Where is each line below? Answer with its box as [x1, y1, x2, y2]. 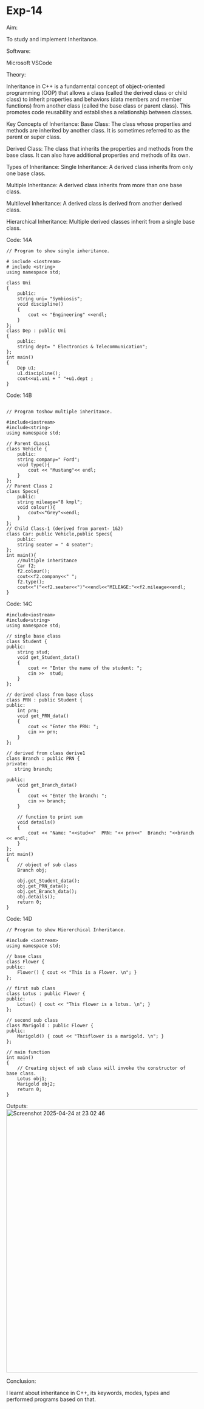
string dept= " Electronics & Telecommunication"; [17, 343, 148, 350]
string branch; [14, 766, 53, 772]
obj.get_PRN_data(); [17, 883, 69, 889]
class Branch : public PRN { [6, 755, 80, 762]
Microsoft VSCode [6, 59, 53, 66]
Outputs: [6, 1102, 29, 1109]
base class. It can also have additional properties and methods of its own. [6, 151, 191, 159]
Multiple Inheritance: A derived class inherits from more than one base [6, 181, 183, 188]
